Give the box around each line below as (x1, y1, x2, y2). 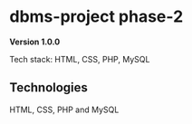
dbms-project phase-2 (9, 6, 184, 27)
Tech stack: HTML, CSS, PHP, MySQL (9, 53, 150, 64)
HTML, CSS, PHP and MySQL (9, 104, 120, 115)
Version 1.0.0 (9, 36, 61, 47)
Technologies (9, 80, 89, 96)
